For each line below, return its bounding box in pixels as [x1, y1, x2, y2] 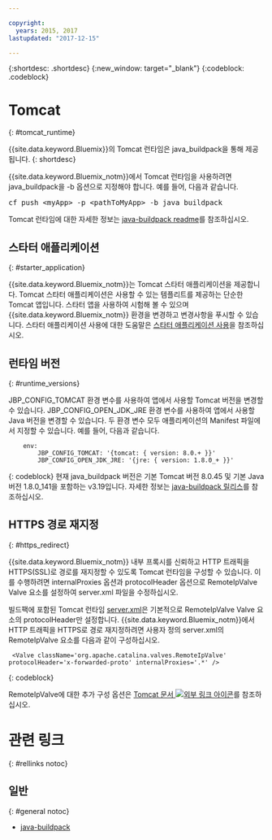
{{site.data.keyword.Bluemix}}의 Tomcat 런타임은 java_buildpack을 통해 [8, 144, 244, 155]
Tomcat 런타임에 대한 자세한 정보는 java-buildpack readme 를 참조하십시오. [8, 215, 249, 224]
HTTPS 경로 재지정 [8, 518, 99, 532]
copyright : [8, 19, 45, 27]
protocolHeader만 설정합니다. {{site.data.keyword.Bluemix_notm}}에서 [23, 615, 256, 625]
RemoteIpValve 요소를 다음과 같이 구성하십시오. [8, 635, 160, 645]
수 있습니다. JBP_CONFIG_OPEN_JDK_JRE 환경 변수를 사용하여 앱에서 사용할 [8, 405, 256, 415]
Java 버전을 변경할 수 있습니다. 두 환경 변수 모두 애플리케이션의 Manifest [8, 416, 240, 425]
